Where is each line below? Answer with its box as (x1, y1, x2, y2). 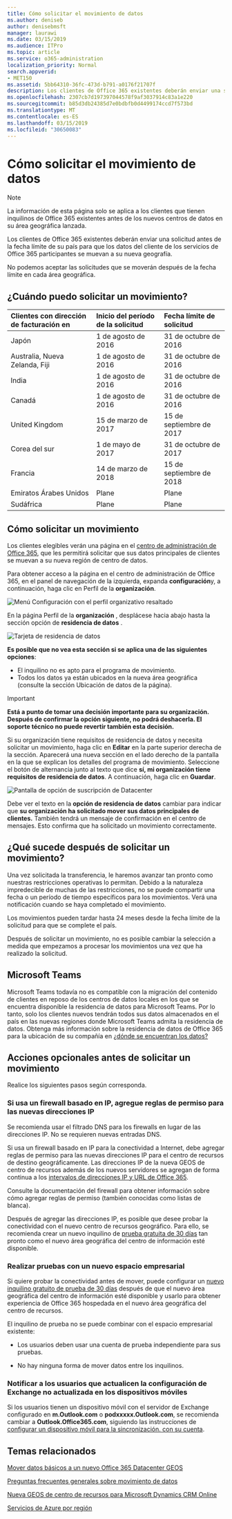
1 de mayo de (96, 440, 141, 450)
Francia (10, 468, 35, 478)
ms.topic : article (7, 49, 60, 56)
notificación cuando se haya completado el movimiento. (7, 900, 166, 908)
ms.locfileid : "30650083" (7, 126, 81, 133)
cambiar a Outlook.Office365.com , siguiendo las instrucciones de (7, 1418, 197, 1426)
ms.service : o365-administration (7, 55, 104, 62)
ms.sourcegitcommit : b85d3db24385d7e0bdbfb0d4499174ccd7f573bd (7, 100, 193, 107)
